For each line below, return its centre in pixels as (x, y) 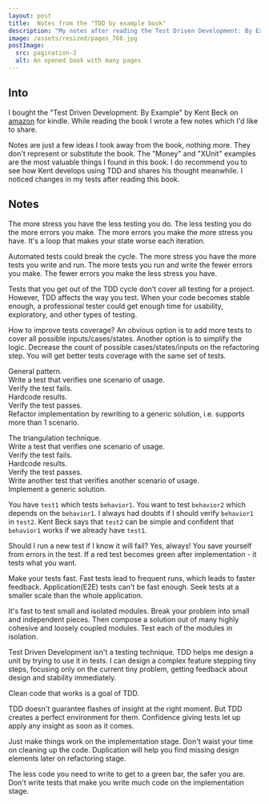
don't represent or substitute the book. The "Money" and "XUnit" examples (132, 153)
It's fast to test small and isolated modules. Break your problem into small (129, 611)
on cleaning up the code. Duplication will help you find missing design (124, 749)
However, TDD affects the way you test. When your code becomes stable (129, 297)
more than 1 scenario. (44, 422)
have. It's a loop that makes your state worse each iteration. (107, 241)
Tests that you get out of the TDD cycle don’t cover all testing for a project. (131, 289)
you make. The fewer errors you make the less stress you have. (113, 273)
